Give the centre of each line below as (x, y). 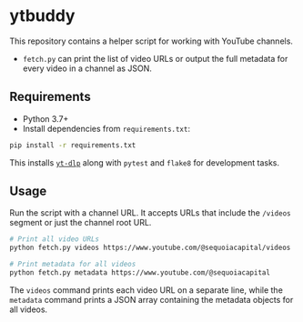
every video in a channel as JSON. (87, 68)
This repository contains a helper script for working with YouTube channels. (151, 41)
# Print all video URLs (55, 239)
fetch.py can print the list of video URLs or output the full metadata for (155, 58)
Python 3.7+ (45, 118)
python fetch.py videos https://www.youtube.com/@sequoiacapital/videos (150, 248)
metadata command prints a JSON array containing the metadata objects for (151, 299)
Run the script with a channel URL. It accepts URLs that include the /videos (150, 213)
